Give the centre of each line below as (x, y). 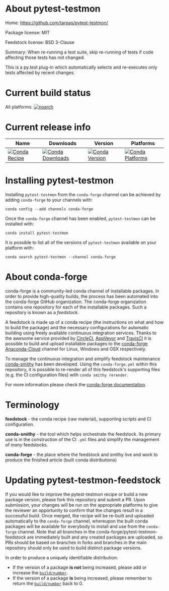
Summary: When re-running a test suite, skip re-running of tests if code (79, 52)
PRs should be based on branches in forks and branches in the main (76, 542)
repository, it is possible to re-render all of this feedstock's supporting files (82, 369)
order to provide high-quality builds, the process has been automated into (82, 296)
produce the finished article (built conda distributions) (61, 460)
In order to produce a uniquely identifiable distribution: (62, 557)
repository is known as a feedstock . (42, 312)
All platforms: (19, 107)
